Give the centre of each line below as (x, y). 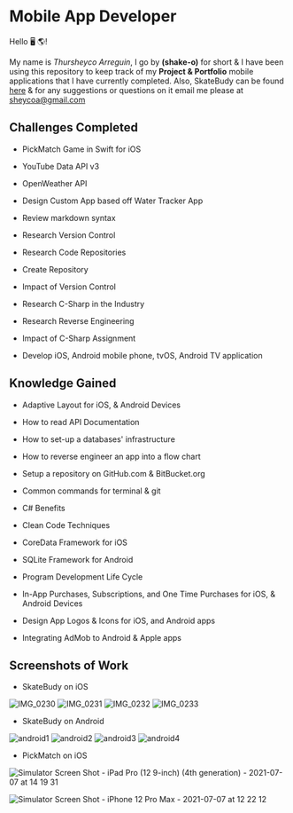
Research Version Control (69, 235)
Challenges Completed (74, 127)
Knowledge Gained (63, 383)
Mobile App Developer (93, 16)
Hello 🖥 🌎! (28, 41)
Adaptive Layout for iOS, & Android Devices (101, 405)
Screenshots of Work (69, 665)
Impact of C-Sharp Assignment (79, 338)
